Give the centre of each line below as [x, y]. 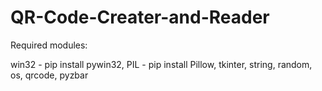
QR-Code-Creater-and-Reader [140, 17]
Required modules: [49, 45]
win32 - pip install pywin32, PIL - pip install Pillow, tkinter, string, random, [161, 64]
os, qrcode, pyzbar [49, 75]
